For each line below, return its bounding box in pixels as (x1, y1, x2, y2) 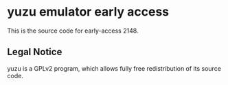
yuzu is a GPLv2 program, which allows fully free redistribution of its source (7, 64, 222, 72)
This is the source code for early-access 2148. (7, 27, 139, 35)
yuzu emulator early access (7, 4, 170, 20)
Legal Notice (7, 46, 62, 58)
